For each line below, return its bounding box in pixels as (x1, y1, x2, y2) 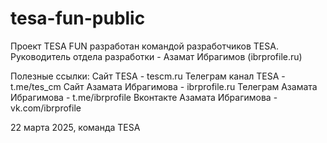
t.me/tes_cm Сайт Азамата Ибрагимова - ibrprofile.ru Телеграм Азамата (10, 80, 318, 92)
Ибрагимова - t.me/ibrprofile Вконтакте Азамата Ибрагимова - (10, 91, 278, 103)
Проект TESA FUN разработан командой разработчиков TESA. (10, 40, 279, 52)
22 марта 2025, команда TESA (10, 121, 141, 133)
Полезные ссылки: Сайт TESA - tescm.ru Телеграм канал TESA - (10, 70, 286, 82)
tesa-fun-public (10, 7, 146, 30)
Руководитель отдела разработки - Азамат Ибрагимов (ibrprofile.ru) (10, 50, 303, 62)
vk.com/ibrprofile (10, 102, 82, 114)
